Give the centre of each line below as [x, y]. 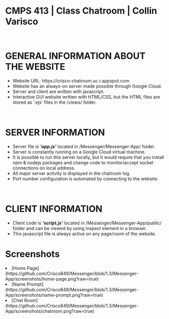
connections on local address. [44, 168]
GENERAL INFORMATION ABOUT [75, 56]
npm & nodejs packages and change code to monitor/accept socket [83, 162]
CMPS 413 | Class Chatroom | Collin [81, 11]
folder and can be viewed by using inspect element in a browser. [80, 228]
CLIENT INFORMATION [54, 209]
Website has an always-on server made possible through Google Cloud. [87, 86]
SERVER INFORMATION [55, 133]
